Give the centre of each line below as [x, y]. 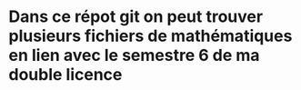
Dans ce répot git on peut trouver [136, 17]
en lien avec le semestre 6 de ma [134, 55]
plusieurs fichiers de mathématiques [150, 36]
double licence [65, 75]
